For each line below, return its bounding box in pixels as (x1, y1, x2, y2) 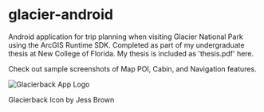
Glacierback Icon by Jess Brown (8, 95, 115, 104)
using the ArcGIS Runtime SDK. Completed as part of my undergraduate (8, 40, 245, 49)
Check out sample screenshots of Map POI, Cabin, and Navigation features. (8, 64, 257, 73)
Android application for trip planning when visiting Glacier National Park (8, 32, 243, 41)
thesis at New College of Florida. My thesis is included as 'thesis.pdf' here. (8, 48, 254, 58)
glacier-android (8, 6, 114, 24)
